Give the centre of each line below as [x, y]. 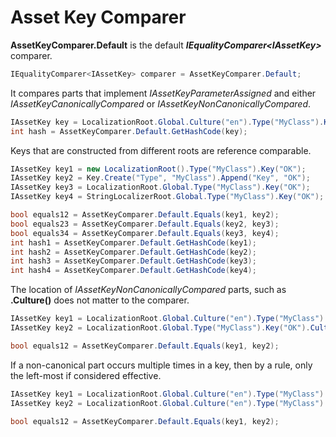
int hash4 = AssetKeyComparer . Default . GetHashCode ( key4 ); [133, 271]
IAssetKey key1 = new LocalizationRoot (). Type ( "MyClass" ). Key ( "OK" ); [158, 169]
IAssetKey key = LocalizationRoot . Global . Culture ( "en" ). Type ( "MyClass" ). [167, 122]
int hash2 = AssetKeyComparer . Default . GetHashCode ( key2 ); [133, 252]
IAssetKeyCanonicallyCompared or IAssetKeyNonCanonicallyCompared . [161, 103]
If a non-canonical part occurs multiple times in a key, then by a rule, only [161, 365]
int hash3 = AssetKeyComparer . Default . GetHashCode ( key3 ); [133, 261]
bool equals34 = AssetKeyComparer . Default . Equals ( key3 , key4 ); [145, 233]
